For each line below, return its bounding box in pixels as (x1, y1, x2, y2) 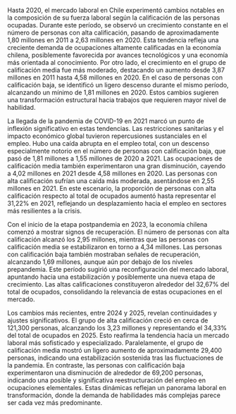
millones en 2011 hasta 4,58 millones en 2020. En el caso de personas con (7, 73, 223, 82)
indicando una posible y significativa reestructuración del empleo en (7, 376, 206, 384)
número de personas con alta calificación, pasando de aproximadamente (7, 28, 220, 37)
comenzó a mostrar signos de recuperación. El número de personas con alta (7, 228, 230, 236)
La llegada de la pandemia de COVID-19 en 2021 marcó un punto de (7, 117, 204, 125)
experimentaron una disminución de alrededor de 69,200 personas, (7, 369, 204, 377)
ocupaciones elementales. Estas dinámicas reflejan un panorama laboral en (7, 384, 227, 391)
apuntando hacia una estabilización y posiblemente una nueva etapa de (7, 272, 216, 281)
